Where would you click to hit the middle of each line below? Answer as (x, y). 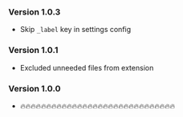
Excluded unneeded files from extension (87, 67)
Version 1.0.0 (35, 88)
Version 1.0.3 (35, 12)
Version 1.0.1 (33, 50)
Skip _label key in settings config (75, 30)
